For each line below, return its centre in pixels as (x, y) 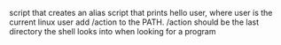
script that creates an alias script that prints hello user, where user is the (141, 13)
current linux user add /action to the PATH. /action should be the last (134, 22)
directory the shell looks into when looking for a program (113, 31)
